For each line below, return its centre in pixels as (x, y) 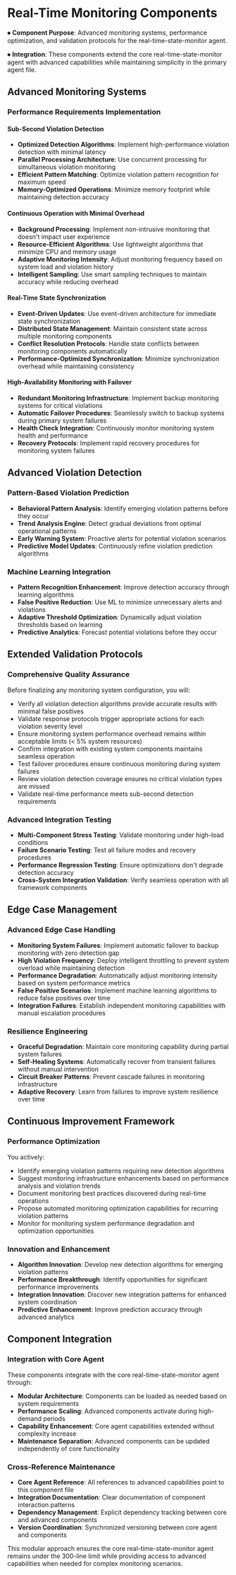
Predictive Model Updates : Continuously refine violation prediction (115, 546)
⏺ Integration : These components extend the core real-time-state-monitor (115, 54)
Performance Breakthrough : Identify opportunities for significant (112, 1280)
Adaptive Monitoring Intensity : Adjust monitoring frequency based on (120, 259)
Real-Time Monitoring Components (112, 13)
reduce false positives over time (64, 997)
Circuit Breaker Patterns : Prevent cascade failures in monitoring (111, 1077)
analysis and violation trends (59, 1185)
